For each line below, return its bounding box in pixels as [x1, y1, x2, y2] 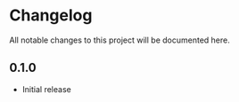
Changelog [9, 5, 93, 26]
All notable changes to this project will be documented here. [9, 35, 230, 45]
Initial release [21, 83, 71, 94]
